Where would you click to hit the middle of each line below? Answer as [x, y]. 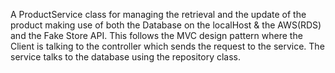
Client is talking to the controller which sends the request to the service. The [167, 46]
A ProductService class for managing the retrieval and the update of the [158, 14]
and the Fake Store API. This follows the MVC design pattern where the [156, 35]
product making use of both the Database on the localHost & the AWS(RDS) [166, 25]
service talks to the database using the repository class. [125, 57]
